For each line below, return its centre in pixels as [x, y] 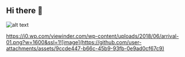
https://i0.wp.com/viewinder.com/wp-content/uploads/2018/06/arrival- [92, 36]
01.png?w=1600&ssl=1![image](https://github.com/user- [74, 42]
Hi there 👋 [24, 11]
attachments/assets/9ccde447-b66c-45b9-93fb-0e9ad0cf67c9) [85, 48]
